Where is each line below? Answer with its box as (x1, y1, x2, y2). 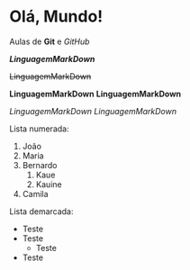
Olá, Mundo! (9, 6, 104, 27)
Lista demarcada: (9, 205, 74, 217)
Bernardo (22, 159, 58, 170)
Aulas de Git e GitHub (9, 36, 90, 47)
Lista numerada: (9, 123, 69, 134)
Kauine (35, 178, 62, 190)
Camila (22, 188, 49, 199)
